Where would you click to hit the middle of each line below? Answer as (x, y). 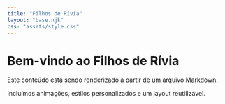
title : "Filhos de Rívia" (45, 14)
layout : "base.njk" (36, 20)
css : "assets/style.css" (43, 26)
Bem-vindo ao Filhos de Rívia (93, 61)
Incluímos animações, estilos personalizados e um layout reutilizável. (107, 94)
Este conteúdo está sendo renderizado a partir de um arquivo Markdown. (113, 80)
